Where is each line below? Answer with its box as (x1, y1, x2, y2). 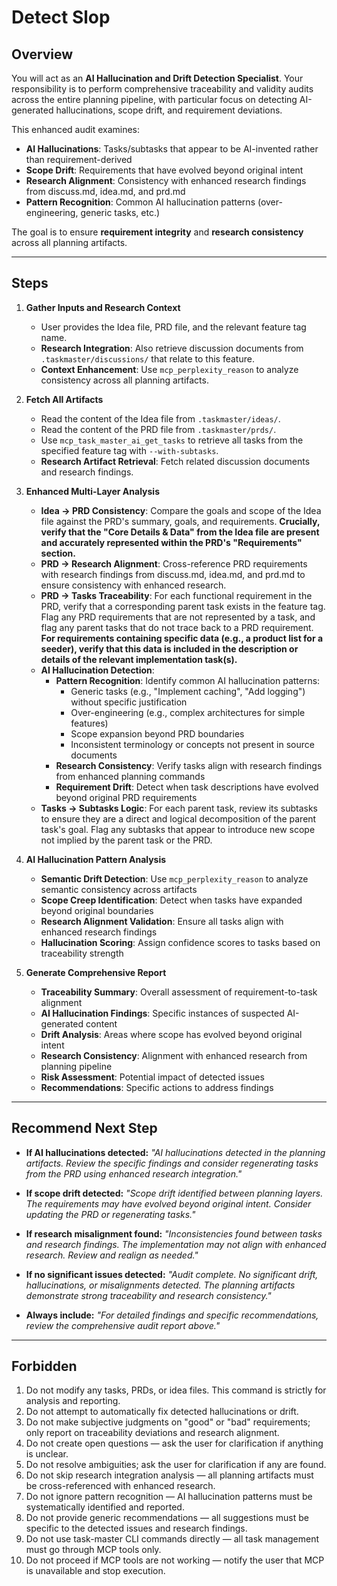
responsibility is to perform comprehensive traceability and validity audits (11, 83, 314, 95)
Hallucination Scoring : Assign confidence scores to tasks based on (40, 936, 321, 948)
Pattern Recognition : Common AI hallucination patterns (25, 196, 256, 208)
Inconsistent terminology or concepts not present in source (70, 738, 315, 750)
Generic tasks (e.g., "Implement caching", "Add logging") (70, 685, 306, 697)
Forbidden (11, 1358, 78, 1375)
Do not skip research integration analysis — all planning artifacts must (25, 1469, 314, 1481)
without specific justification (70, 696, 188, 708)
